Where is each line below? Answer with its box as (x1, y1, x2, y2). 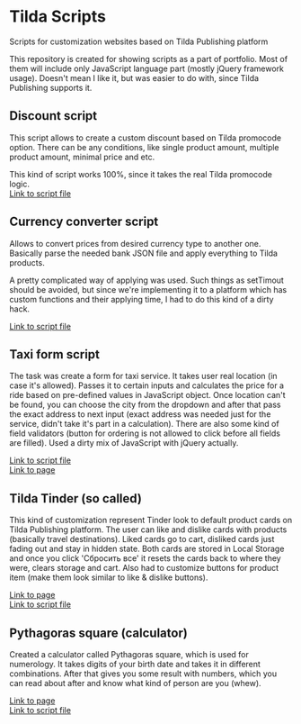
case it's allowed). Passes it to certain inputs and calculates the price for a (9, 380, 285, 391)
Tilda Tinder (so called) (9, 491, 142, 506)
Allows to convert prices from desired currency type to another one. (9, 238, 261, 249)
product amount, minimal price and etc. (9, 151, 155, 162)
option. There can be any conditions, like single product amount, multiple (9, 141, 280, 152)
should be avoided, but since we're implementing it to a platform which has (9, 284, 288, 294)
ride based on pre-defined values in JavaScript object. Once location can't (9, 390, 286, 401)
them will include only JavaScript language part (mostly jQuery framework (9, 63, 285, 74)
